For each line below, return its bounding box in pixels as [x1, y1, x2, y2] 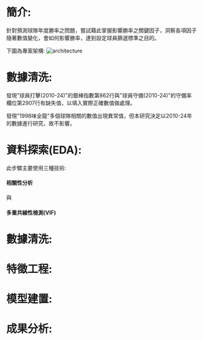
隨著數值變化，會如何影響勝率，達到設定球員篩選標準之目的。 [6, 34, 160, 41]
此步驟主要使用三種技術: [6, 164, 66, 171]
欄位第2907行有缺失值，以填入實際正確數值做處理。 [6, 99, 136, 106]
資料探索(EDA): [6, 143, 82, 157]
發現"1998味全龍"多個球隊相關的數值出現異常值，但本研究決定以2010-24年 [6, 112, 192, 119]
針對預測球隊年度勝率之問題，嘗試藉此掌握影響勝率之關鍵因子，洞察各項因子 [6, 27, 197, 34]
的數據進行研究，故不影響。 [6, 119, 76, 127]
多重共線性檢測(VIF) [6, 209, 56, 216]
